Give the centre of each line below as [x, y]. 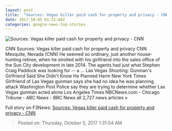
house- [145, 54]
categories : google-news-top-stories [46, 24]
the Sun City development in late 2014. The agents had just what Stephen [83, 65]
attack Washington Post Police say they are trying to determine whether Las [85, 87]
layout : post [19, 10]
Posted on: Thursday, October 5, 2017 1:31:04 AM [70, 123]
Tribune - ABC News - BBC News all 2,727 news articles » [67, 98]
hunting [13, 60]
